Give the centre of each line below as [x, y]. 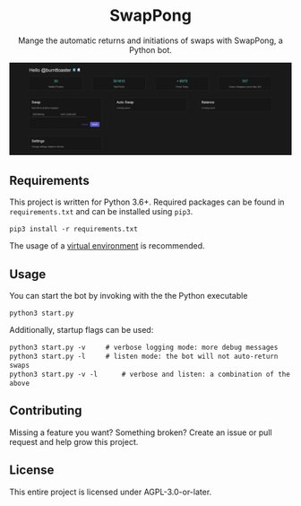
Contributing [46, 410]
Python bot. [150, 49]
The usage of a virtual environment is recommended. [107, 246]
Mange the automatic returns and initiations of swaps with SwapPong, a [150, 40]
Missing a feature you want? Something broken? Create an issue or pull [141, 432]
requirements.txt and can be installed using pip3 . [101, 212]
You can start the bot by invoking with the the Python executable [129, 295]
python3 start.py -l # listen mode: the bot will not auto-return [144, 356]
